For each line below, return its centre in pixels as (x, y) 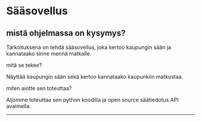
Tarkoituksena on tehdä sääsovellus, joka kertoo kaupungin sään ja (89, 47)
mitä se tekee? (24, 65)
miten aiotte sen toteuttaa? (39, 88)
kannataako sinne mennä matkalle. (49, 54)
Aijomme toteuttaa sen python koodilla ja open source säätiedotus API (92, 100)
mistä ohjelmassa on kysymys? (66, 33)
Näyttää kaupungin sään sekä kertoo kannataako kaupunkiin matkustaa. (95, 77)
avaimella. (19, 106)
